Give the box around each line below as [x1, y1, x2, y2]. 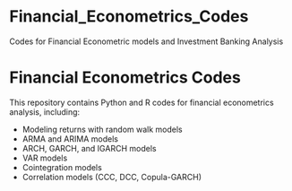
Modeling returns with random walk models [21, 124, 184, 135]
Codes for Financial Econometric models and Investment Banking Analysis [9, 36, 284, 47]
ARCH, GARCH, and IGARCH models [21, 143, 157, 153]
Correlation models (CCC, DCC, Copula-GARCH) [21, 171, 202, 182]
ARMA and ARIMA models [21, 133, 119, 144]
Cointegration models [21, 161, 103, 172]
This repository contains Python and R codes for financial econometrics [9, 97, 275, 108]
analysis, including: [9, 106, 81, 117]
